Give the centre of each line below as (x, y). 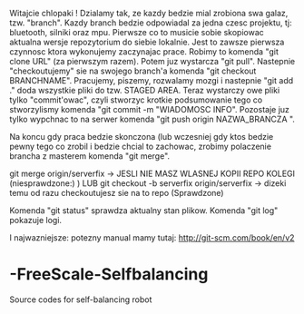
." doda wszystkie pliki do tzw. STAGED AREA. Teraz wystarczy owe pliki (145, 90)
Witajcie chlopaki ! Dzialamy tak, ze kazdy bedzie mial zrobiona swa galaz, (149, 13)
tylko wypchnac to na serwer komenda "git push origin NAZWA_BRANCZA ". (152, 119)
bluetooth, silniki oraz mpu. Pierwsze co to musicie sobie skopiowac (137, 32)
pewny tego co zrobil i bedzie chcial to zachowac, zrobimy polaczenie (141, 146)
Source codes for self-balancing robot (81, 299)
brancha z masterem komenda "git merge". (90, 156)
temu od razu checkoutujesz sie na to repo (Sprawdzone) (117, 193)
